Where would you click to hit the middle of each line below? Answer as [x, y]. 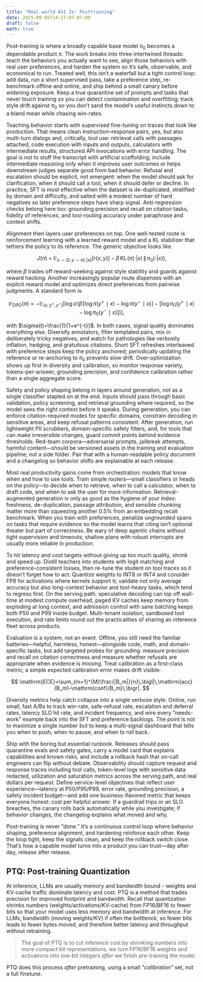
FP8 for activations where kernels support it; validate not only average [94, 581]
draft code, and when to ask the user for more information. [79, 492]
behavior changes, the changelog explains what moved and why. [87, 815]
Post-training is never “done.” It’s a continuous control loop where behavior [100, 827]
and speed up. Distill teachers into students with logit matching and [90, 562]
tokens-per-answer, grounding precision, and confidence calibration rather [100, 372]
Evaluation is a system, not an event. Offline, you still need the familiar [94, 638]
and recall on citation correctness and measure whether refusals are [92, 657]
